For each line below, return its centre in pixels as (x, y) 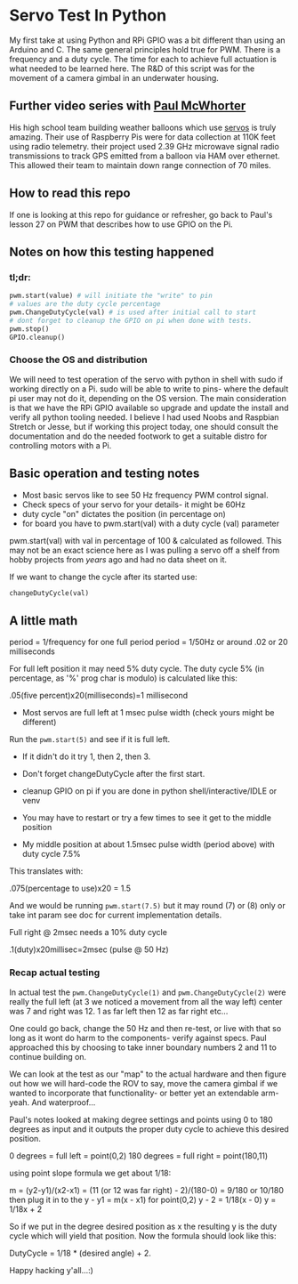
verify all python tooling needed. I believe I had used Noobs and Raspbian (144, 417)
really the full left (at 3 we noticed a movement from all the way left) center (146, 1001)
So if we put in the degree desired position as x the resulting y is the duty (143, 1226)
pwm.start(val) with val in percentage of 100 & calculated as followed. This (145, 540)
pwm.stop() (29, 329)
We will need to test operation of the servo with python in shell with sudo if (146, 379)
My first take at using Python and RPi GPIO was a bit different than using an (148, 40)
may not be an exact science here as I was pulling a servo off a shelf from (145, 550)
